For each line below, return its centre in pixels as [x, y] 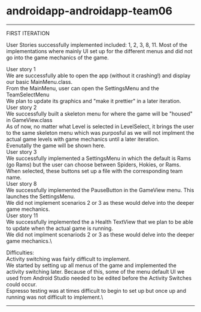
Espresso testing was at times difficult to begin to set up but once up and [96, 290]
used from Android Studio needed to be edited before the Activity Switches [99, 278]
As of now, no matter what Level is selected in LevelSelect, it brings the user [100, 126]
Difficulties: [20, 252]
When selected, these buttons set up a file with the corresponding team [95, 171]
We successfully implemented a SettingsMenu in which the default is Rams [99, 158]
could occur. [22, 284]
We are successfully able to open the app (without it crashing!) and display [98, 75]
